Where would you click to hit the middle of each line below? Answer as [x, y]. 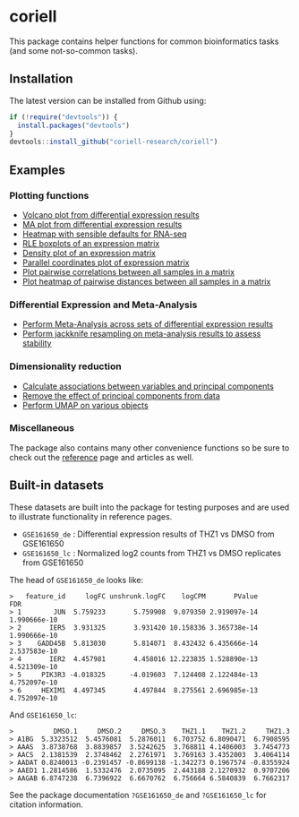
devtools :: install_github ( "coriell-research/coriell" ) [114, 142]
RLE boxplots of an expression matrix [91, 243]
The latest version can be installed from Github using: [108, 100]
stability [37, 343]
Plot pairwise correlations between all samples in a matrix [128, 271]
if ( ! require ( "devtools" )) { [64, 117]
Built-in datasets [57, 486]
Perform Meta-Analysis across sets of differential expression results [148, 324]
